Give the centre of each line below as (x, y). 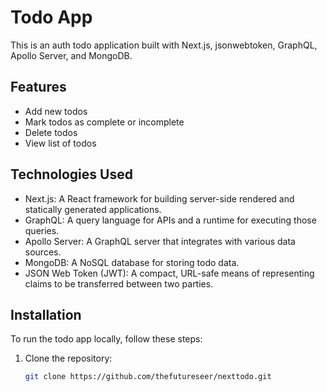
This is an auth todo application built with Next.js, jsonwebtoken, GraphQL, (164, 45)
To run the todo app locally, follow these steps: (106, 339)
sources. (43, 252)
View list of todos (60, 143)
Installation (46, 314)
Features (38, 87)
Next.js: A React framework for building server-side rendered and (159, 198)
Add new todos (56, 111)
